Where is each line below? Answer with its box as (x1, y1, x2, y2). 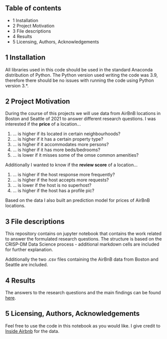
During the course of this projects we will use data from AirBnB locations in (5, 110, 161, 117)
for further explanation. (5, 247, 53, 253)
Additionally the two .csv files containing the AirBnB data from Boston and (5, 256, 158, 263)
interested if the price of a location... (5, 121, 81, 127)
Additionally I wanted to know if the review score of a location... (5, 162, 138, 168)
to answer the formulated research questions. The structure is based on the (5, 236, 162, 242)
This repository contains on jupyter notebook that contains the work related (5, 231, 162, 237)
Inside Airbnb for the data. (5, 328, 59, 334)
